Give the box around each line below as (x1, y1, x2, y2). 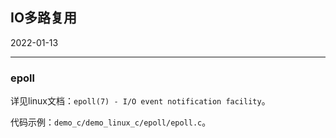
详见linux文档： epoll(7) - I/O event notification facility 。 (10, 95, 271, 107)
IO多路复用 (10, 9, 78, 27)
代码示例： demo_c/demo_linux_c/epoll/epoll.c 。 (10, 116, 212, 128)
